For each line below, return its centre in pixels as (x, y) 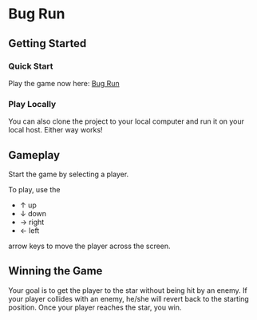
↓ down (33, 213)
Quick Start (31, 66)
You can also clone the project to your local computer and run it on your (127, 121)
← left (30, 230)
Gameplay (34, 155)
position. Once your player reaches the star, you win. (95, 307)
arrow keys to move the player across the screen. (89, 246)
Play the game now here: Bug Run (64, 83)
